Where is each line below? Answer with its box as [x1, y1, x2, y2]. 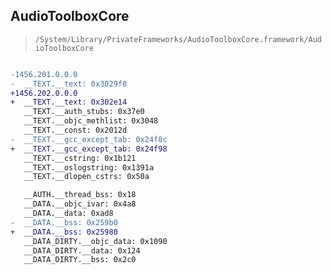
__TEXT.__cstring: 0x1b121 [23, 153, 137, 163]
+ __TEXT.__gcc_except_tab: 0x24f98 [10, 144, 168, 154]
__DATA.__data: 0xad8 [23, 209, 114, 219]
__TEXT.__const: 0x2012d [23, 125, 128, 136]
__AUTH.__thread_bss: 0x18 [23, 190, 137, 200]
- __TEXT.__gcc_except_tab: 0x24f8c [10, 134, 168, 144]
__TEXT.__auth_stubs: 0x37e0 [23, 107, 145, 117]
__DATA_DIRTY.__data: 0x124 [23, 245, 141, 256]
